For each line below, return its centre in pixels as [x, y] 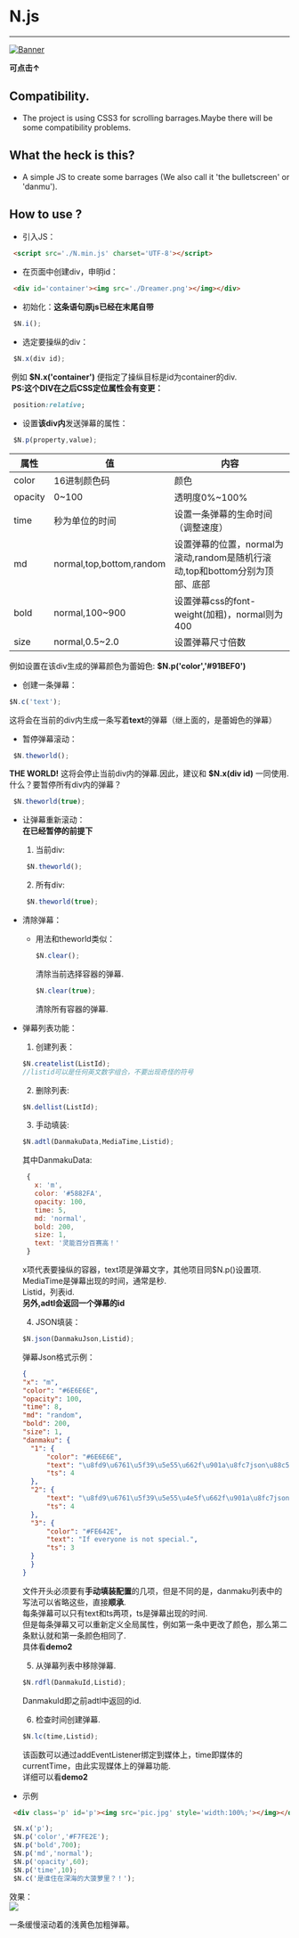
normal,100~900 [90, 612]
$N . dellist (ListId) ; [60, 1107]
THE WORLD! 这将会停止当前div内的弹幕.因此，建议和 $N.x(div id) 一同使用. [149, 773]
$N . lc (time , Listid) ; [60, 1736]
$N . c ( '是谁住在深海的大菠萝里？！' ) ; [74, 1878]
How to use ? [46, 214]
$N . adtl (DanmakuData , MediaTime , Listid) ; [98, 1142]
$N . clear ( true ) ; [65, 991]
